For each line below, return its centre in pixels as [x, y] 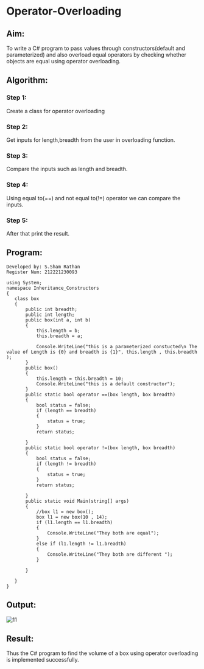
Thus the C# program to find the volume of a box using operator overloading [102, 653]
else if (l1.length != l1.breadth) [81, 544]
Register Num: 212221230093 [42, 272]
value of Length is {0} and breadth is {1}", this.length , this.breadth [102, 352]
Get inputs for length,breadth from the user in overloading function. [91, 140]
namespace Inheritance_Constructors [53, 288]
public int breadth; [51, 309]
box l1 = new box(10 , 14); [72, 517]
